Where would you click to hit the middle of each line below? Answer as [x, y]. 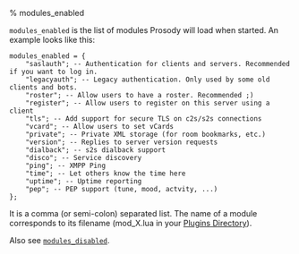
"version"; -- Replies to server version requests [122, 142]
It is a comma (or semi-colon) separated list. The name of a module [133, 213]
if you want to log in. [54, 72]
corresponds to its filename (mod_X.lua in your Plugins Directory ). [131, 223]
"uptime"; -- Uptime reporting [84, 182]
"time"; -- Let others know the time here [106, 174]
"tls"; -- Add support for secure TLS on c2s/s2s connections [144, 119]
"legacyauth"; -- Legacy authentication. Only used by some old [148, 80]
